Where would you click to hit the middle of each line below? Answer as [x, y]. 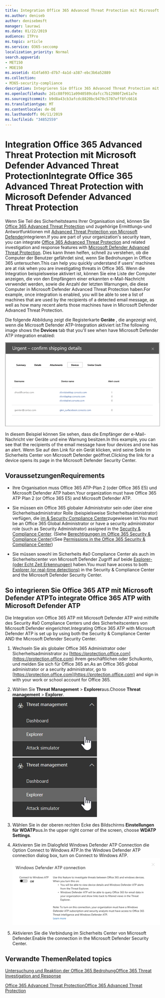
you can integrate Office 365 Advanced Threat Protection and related [75, 242]
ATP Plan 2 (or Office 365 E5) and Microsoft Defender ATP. [72, 498]
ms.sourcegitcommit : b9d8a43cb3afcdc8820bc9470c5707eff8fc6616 [71, 99]
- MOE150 [14, 68]
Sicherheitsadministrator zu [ [41, 653]
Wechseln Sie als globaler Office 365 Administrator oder [69, 648]
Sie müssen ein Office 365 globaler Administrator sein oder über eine [82, 507]
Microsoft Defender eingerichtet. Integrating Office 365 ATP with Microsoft [80, 628]
